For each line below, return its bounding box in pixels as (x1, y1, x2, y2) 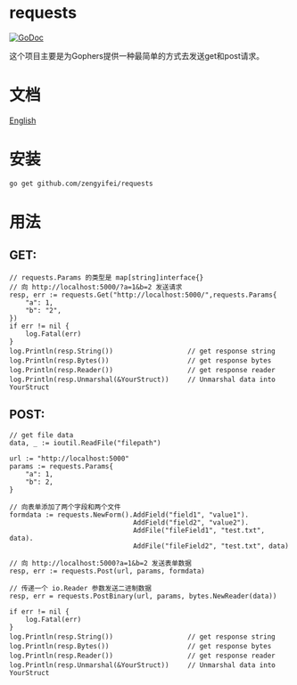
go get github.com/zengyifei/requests (9, 179, 153, 188)
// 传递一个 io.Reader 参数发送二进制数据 (9, 583, 152, 592)
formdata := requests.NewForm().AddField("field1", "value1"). (9, 510, 250, 519)
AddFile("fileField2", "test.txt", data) (132, 542, 290, 550)
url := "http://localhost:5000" (9, 453, 129, 463)
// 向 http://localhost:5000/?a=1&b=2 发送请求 (9, 282, 183, 291)
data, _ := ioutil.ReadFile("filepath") (9, 438, 162, 447)
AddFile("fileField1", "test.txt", (132, 526, 266, 534)
